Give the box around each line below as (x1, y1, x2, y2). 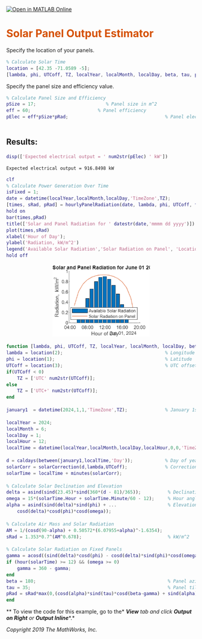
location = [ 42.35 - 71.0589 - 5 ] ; (6, 65, 90, 72)
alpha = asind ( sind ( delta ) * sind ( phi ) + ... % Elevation (6, 502, 198, 508)
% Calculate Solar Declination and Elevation (6, 483, 122, 489)
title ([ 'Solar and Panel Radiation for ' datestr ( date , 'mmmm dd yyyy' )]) (6, 221, 195, 227)
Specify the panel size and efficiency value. (6, 82, 114, 90)
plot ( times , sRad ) (6, 227, 50, 233)
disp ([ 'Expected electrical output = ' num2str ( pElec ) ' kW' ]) (6, 153, 168, 159)
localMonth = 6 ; (6, 426, 47, 432)
